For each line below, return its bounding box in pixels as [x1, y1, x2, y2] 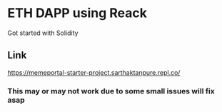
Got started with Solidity [7, 29, 79, 37]
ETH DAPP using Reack [7, 5, 148, 21]
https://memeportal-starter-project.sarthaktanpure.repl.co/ [7, 68, 181, 76]
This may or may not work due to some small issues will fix [7, 86, 216, 96]
